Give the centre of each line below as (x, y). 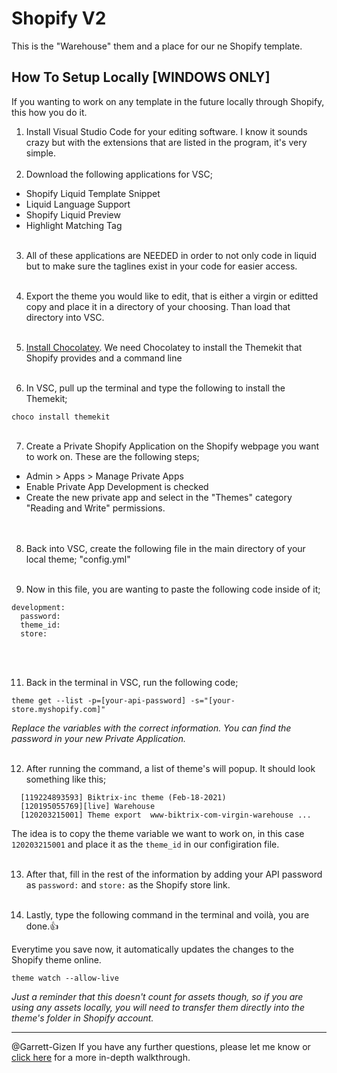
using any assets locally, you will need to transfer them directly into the (158, 1007)
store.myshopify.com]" (58, 709)
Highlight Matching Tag (74, 225)
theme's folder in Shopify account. (82, 1018)
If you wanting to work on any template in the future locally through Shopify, (168, 101)
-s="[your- (213, 700)
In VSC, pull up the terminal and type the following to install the (155, 388)
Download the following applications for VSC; (119, 174)
